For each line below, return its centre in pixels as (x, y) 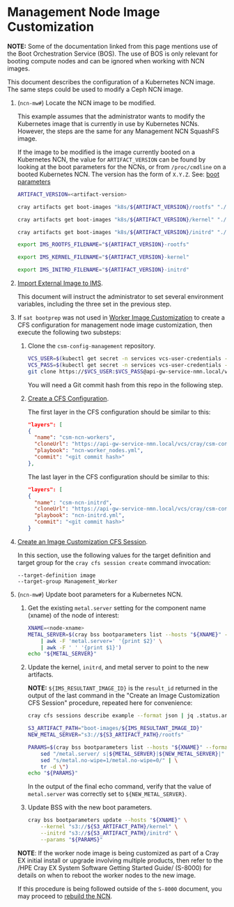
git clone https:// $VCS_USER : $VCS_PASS (86, 371)
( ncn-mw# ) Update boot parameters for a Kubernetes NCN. (100, 594)
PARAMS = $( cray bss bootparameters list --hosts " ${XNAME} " (115, 747)
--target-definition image (56, 575)
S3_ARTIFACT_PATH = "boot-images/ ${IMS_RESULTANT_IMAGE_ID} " (115, 729)
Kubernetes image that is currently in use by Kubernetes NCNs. (108, 123)
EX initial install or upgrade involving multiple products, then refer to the (120, 860)
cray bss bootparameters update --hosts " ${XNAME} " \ (107, 820)
